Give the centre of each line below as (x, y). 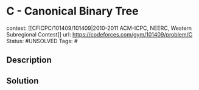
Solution (23, 81)
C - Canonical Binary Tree (72, 11)
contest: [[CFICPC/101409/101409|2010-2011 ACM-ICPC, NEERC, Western (99, 28)
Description (29, 60)
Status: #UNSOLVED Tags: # (42, 41)
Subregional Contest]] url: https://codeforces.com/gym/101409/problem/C (100, 34)
